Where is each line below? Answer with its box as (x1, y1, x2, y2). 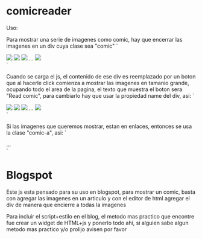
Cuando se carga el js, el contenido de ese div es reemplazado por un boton (6, 72, 196, 80)
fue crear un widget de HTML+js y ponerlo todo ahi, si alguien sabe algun (6, 219, 189, 226)
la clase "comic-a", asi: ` (6, 129, 67, 136)
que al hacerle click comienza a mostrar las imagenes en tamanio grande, (6, 79, 189, 86)
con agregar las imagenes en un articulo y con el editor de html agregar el (6, 194, 190, 202)
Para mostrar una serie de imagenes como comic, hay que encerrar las (6, 36, 183, 43)
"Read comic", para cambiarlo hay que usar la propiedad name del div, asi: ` (6, 92, 195, 99)
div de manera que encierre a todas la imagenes (6, 201, 127, 208)
